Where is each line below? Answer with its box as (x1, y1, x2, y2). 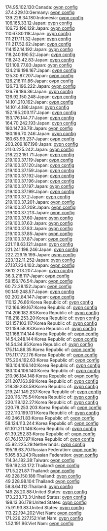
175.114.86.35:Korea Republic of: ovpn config (5, 347, 96, 353)
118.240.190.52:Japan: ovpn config (5, 52, 75, 58)
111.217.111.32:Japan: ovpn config (5, 36, 71, 42)
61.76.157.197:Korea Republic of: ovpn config (5, 436, 95, 442)
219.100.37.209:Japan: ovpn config (5, 204, 76, 210)
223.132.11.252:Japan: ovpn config (5, 257, 75, 263)
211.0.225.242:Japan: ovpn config (5, 146, 74, 152)
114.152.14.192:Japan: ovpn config (5, 47, 73, 52)
